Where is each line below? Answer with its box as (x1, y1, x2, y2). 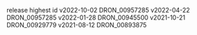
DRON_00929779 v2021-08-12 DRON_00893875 (6, 21, 147, 29)
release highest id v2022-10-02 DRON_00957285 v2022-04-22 (6, 6, 190, 14)
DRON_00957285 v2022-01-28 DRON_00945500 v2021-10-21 (6, 13, 186, 22)
